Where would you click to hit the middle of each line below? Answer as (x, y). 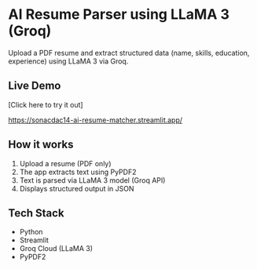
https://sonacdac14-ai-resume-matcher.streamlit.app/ (95, 120)
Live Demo (35, 86)
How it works (41, 145)
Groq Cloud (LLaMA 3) (56, 249)
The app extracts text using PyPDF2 (78, 172)
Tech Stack (36, 213)
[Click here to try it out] (46, 104)
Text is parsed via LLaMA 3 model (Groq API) (92, 180)
